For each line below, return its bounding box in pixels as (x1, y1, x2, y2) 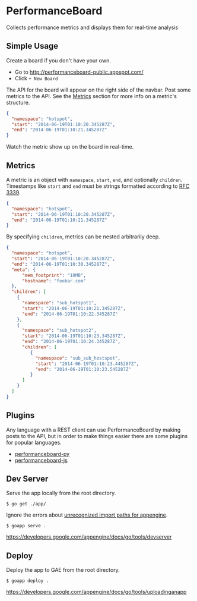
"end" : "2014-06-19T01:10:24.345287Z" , (21, 339, 120, 345)
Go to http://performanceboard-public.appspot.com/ (14, 68, 144, 75)
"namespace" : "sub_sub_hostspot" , (35, 355, 120, 361)
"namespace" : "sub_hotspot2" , (21, 328, 97, 333)
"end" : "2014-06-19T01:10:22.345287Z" (21, 311, 118, 317)
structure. (6, 99, 30, 106)
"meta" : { (11, 266, 36, 273)
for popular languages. (6, 439, 62, 446)
